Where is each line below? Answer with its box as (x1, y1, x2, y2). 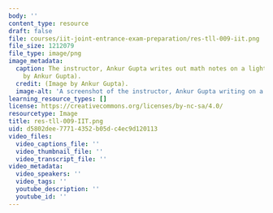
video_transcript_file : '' (15, 155, 107, 163)
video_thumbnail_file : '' (15, 147, 104, 155)
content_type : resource (8, 19, 89, 28)
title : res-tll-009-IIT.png (8, 117, 104, 126)
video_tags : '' (15, 177, 67, 186)
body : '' (8, 11, 38, 20)
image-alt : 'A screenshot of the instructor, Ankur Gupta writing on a (15, 87, 264, 96)
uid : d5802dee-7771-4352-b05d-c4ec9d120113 (8, 125, 158, 133)
